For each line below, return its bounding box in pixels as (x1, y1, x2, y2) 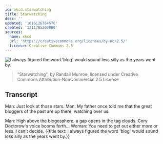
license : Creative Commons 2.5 (9, 43, 73, 48)
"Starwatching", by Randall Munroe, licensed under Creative (17, 71, 138, 77)
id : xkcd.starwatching (5, 7, 51, 12)
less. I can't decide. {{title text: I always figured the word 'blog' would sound (5, 128, 159, 134)
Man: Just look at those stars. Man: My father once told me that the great (5, 103, 152, 109)
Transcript (5, 90, 38, 99)
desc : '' (5, 16, 23, 21)
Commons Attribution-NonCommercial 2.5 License (17, 76, 119, 82)
